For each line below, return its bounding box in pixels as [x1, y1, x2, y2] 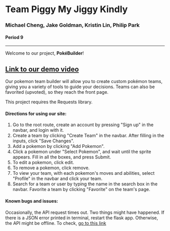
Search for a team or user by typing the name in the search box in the [12, 181, 158, 187]
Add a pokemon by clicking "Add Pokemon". [12, 143, 105, 149]
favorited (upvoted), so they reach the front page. [5, 89, 109, 95]
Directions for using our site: [5, 110, 67, 117]
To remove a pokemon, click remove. [12, 165, 90, 171]
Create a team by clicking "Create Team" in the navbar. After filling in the [12, 133, 164, 139]
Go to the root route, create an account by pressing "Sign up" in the [12, 122, 154, 128]
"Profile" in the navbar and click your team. [12, 176, 103, 182]
